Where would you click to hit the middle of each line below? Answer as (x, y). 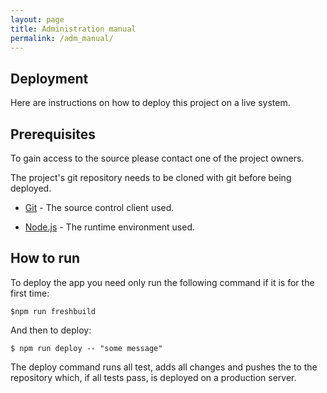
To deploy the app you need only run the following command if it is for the (162, 282)
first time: (30, 293)
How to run (45, 258)
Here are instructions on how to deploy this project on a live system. (150, 103)
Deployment (49, 78)
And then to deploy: (51, 330)
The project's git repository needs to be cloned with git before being (151, 177)
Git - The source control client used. (99, 207)
